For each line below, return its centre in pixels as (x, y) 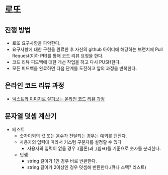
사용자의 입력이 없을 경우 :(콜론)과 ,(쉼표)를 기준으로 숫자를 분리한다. (94, 148)
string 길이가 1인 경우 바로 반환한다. (62, 161)
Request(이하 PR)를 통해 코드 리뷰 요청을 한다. (58, 56)
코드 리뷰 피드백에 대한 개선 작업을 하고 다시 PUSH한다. (66, 62)
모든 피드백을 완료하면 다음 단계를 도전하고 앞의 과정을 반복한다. (74, 68)
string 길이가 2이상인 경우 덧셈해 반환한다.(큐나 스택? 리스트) (87, 167)
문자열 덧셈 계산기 (31, 116)
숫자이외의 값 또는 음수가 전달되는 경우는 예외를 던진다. (73, 136)
